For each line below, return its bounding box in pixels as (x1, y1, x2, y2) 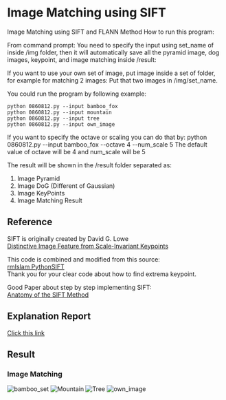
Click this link (7, 328, 45, 337)
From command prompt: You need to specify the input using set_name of (7, 41, 214, 49)
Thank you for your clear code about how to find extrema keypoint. (7, 270, 197, 278)
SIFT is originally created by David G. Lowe (7, 234, 129, 242)
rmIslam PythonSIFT (7, 262, 65, 271)
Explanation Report (7, 310, 91, 322)
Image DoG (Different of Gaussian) (16, 181, 115, 190)
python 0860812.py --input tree (7, 115, 100, 122)
